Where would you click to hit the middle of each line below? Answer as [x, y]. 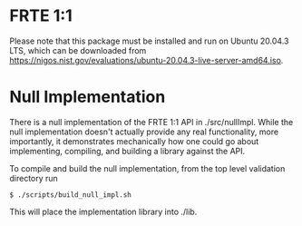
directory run [34, 178]
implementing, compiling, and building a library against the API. [127, 151]
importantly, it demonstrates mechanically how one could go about [134, 141]
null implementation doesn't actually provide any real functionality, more [144, 132]
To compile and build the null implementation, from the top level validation [147, 168]
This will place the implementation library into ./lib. [103, 211]
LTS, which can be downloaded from [78, 50]
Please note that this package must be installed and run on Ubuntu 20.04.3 [149, 41]
